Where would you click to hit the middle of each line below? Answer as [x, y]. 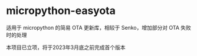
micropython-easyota [61, 11]
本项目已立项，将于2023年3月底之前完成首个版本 [66, 47]
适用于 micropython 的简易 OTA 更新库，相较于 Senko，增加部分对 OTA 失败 [99, 27]
